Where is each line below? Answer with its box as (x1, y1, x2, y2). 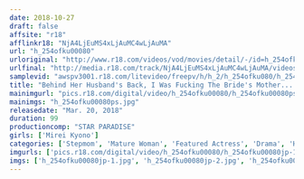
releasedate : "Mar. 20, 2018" (9, 106, 124, 115)
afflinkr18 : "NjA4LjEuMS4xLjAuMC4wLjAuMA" (9, 38, 172, 48)
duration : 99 (9, 114, 59, 123)
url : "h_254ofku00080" (9, 47, 95, 56)
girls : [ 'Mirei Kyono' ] (9, 131, 100, 140)
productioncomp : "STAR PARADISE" (9, 123, 136, 132)
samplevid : (9, 72, 51, 81)
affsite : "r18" (9, 30, 67, 39)
